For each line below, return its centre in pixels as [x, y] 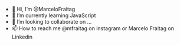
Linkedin [22, 37]
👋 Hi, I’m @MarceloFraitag [43, 9]
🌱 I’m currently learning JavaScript [54, 15]
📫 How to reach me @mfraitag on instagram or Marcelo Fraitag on [93, 28]
